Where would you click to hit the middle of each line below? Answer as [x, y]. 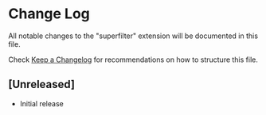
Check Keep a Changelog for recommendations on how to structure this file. [133, 59]
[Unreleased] [42, 84]
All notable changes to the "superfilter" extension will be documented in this [133, 36]
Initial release [41, 103]
